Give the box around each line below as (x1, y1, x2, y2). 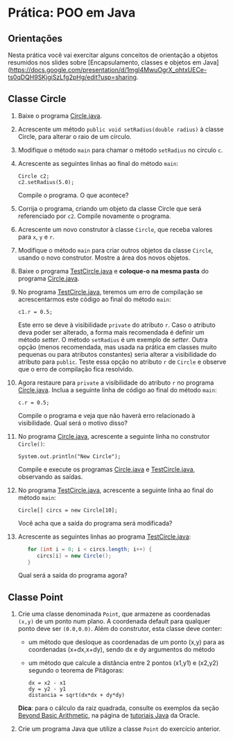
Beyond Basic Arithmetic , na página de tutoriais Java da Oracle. (17, 712, 200, 720)
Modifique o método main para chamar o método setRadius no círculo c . (17, 146, 223, 154)
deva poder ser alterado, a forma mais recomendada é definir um (17, 328, 205, 336)
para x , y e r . (17, 233, 55, 241)
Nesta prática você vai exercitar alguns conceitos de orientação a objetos (8, 51, 218, 59)
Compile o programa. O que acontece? (17, 191, 129, 199)
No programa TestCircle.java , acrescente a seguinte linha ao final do (17, 486, 214, 494)
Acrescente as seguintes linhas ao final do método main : (17, 159, 179, 167)
